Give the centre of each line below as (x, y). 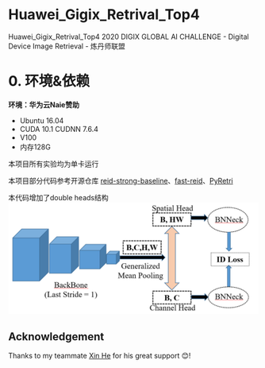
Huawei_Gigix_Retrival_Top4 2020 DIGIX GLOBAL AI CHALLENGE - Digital (129, 37)
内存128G (35, 147)
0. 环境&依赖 (49, 81)
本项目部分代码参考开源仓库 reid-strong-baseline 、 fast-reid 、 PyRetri (121, 180)
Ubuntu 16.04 (42, 120)
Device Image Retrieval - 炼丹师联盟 (67, 46)
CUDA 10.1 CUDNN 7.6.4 (59, 129)
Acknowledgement (56, 337)
